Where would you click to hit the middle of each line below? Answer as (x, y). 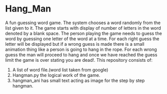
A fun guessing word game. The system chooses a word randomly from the (83, 23)
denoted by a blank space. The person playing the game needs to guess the (84, 33)
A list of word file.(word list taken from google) (60, 70)
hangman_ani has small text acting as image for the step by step (78, 80)
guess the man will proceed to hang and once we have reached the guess (81, 55)
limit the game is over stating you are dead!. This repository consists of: (79, 60)
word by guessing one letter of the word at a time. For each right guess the (82, 39)
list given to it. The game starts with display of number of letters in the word (83, 28)
